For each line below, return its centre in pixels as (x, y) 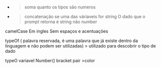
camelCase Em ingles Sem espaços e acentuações (57, 31)
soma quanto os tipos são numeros (60, 7)
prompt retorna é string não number (61, 22)
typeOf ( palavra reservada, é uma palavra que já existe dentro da (72, 41)
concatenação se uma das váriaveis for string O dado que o (85, 16)
